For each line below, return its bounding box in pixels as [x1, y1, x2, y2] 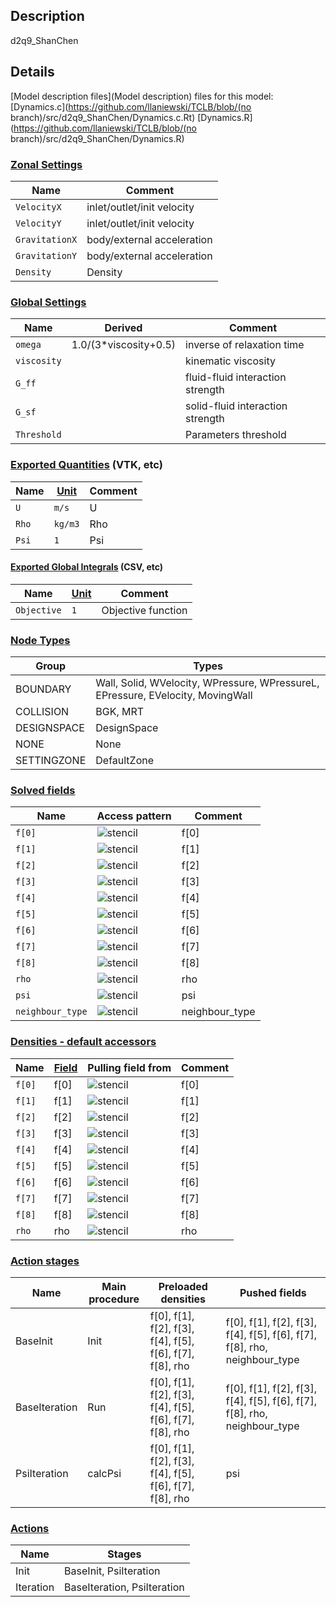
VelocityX [15, 201, 62, 213]
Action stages [10, 1254, 80, 1268]
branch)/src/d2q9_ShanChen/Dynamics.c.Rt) [10, 111, 196, 123]
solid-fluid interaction [185, 399, 288, 413]
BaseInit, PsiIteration [64, 1564, 161, 1578]
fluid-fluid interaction [185, 370, 287, 384]
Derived [104, 321, 143, 335]
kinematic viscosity [185, 354, 276, 368]
